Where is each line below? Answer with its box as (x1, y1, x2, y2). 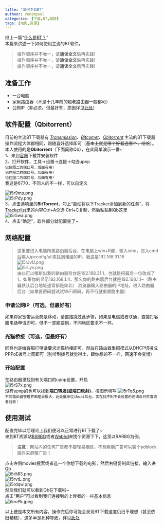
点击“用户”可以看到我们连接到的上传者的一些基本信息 (5, 493, 111, 499)
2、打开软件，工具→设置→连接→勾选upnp (5, 159, 90, 164)
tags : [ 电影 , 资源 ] (5, 20, 40, 26)
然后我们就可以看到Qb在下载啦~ (5, 487, 70, 493)
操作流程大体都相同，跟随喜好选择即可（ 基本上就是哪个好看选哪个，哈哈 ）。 (5, 140, 157, 146)
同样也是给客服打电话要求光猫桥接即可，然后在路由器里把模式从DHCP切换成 (5, 345, 158, 351)
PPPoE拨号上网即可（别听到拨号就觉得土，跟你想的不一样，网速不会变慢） (5, 351, 155, 357)
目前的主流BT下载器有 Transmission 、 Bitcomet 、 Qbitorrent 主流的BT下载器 (5, 134, 156, 140)
